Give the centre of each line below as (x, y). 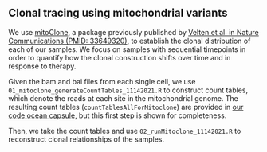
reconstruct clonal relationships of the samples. (86, 139)
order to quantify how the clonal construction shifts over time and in (120, 57)
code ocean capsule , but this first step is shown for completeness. (118, 115)
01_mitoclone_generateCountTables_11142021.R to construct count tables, (128, 90)
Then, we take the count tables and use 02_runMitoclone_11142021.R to (125, 131)
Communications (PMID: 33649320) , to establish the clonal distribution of (130, 41)
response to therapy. (42, 66)
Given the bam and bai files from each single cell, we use (102, 81)
